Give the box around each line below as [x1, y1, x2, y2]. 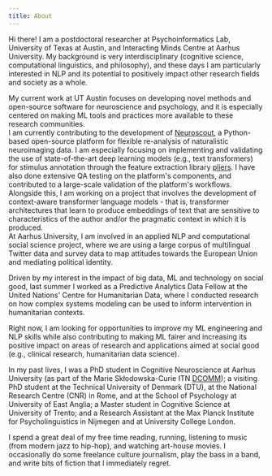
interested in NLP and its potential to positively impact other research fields [8, 68, 260, 78]
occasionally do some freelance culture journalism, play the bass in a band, [8, 449, 261, 459]
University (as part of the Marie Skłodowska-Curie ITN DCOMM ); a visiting [8, 373, 258, 383]
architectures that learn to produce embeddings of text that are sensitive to [8, 205, 260, 215]
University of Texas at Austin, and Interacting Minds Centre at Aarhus [8, 42, 240, 53]
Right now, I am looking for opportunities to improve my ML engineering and [8, 322, 262, 333]
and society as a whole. [8, 77, 88, 87]
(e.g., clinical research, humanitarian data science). [8, 348, 180, 358]
